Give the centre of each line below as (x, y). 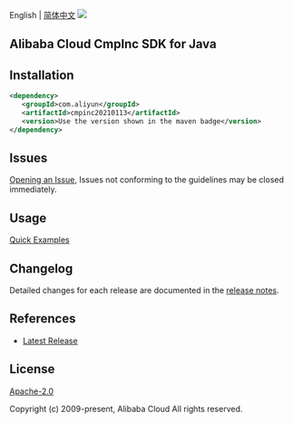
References (43, 319)
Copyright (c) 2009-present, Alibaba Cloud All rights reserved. (126, 408)
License (32, 369)
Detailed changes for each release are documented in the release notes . (144, 290)
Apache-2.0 (32, 391)
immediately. (33, 190)
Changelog (41, 268)
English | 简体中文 (43, 15)
